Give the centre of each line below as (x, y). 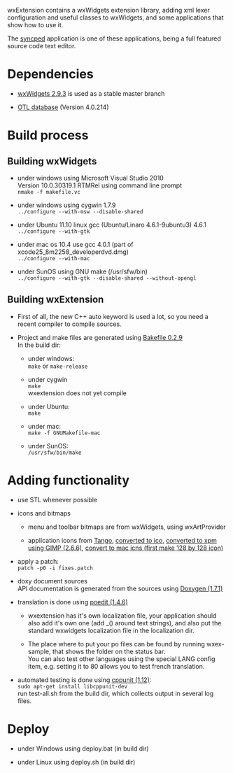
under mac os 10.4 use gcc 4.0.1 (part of (75, 244)
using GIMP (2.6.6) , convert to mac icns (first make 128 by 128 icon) (126, 548)
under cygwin (48, 379)
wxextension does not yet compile (77, 393)
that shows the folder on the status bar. (109, 651)
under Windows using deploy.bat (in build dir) (83, 749)
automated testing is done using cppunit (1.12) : (84, 680)
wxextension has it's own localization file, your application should (122, 616)
